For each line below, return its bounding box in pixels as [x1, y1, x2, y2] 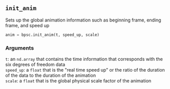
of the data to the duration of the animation [5, 72, 96, 78]
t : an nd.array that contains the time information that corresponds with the [5, 56, 163, 62]
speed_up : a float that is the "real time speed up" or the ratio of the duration [5, 66, 165, 73]
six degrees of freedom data [5, 61, 66, 68]
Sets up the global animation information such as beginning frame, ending [5, 17, 161, 23]
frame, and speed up [5, 22, 50, 28]
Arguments [5, 44, 34, 51]
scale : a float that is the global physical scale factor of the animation [5, 77, 152, 84]
